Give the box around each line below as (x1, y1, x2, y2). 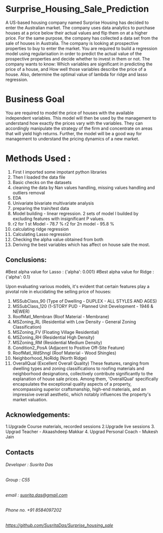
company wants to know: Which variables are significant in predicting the (5, 61, 153, 67)
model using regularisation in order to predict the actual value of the (5, 50, 142, 57)
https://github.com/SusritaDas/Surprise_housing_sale (5, 522, 113, 528)
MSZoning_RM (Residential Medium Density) (12, 339, 103, 345)
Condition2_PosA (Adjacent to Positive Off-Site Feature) (12, 345, 125, 350)
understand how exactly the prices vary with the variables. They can (5, 120, 143, 126)
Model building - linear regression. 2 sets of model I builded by (12, 210, 139, 216)
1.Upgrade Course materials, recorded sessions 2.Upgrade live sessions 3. (5, 424, 155, 430)
